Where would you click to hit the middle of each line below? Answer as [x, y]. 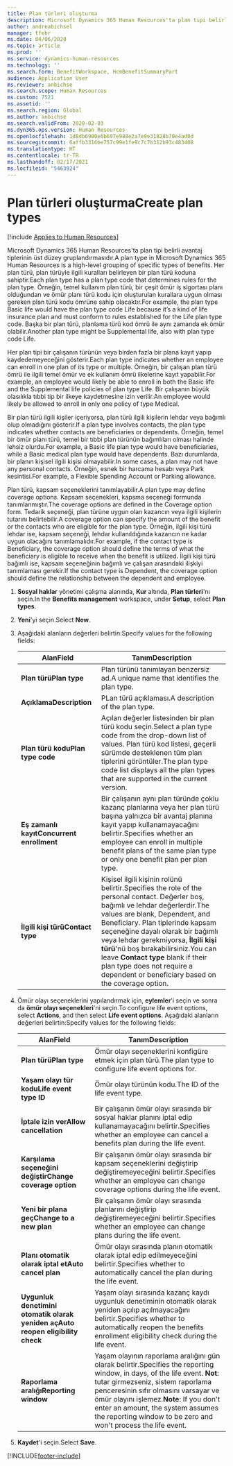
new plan [36, 1227]
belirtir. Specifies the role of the [152, 887]
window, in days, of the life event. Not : [157, 1373]
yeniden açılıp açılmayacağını [143, 1310]
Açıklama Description [56, 702]
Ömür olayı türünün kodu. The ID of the [157, 1084]
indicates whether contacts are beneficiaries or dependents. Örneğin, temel [115, 432]
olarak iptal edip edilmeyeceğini [146, 1255]
